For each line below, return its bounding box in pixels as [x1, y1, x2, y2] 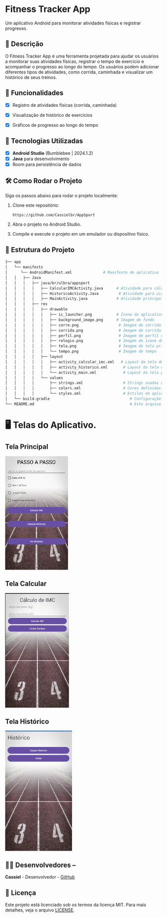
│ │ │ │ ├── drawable [5, 307, 68, 312]
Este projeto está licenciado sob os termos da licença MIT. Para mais [5, 902, 147, 908]
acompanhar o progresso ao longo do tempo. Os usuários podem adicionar [5, 63, 160, 69]
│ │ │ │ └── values [5, 375, 64, 380]
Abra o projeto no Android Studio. [12, 221, 82, 228]
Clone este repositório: [12, 202, 60, 208]
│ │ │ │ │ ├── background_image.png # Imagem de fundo [5, 317, 155, 322]
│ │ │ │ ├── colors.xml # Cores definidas [5, 386, 162, 391]
